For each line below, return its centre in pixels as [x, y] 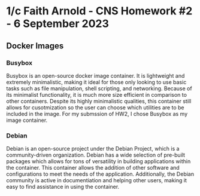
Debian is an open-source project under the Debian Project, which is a [93, 149]
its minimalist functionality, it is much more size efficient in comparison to [97, 94]
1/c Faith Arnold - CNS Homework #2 [99, 11]
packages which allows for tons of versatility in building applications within [99, 161]
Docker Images [35, 46]
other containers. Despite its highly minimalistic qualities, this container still [99, 101]
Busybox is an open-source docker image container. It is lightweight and [96, 75]
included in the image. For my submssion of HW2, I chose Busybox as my [97, 114]
